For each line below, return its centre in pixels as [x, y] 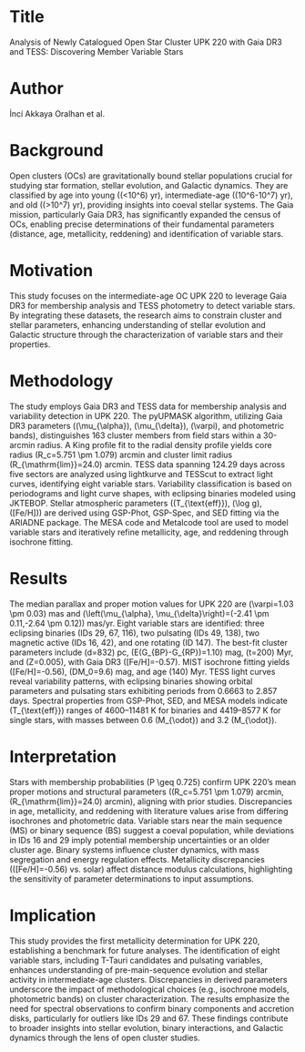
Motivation [51, 271]
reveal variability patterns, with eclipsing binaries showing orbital [131, 681]
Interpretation [63, 756]
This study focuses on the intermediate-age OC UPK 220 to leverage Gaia [148, 296]
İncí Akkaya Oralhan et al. [57, 113]
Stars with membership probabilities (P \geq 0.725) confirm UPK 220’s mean [153, 781]
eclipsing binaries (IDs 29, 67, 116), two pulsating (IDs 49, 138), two [135, 633]
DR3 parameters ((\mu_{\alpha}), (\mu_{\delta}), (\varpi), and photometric [147, 425]
